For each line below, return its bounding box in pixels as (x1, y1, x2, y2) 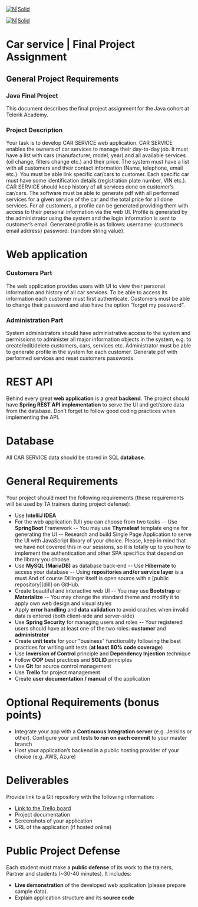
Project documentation (14, 811, 71, 818)
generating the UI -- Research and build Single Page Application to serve (14, 531, 192, 538)
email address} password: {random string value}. (6, 227, 125, 235)
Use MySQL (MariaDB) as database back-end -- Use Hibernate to (14, 562, 177, 569)
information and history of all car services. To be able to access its (6, 288, 168, 295)
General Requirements (6, 474, 118, 488)
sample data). (14, 888, 48, 895)
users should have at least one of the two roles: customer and (14, 625, 166, 632)
